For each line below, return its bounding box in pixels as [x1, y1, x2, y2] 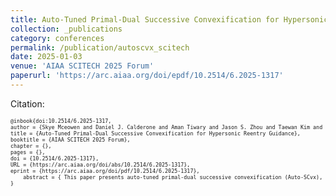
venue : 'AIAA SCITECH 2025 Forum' [10, 61, 155, 71]
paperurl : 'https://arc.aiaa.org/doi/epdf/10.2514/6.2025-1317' [10, 71, 284, 81]
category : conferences [10, 33, 105, 43]
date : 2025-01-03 [10, 52, 83, 62]
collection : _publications [10, 24, 123, 34]
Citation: [10, 97, 45, 110]
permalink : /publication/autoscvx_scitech [10, 42, 190, 53]
